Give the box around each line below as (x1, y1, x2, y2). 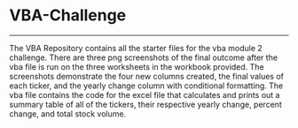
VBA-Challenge (9, 5, 127, 26)
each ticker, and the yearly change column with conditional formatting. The (9, 80, 284, 91)
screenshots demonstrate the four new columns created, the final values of (9, 71, 285, 81)
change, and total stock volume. (9, 108, 127, 119)
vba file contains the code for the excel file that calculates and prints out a (9, 89, 280, 100)
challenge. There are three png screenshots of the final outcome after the (9, 52, 278, 63)
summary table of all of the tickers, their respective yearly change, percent (9, 99, 282, 109)
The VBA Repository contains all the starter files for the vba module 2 (9, 42, 263, 53)
